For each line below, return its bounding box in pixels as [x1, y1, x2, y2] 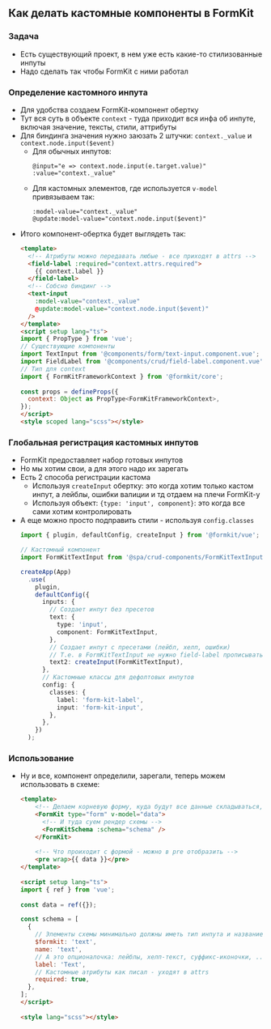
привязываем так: [32, 192, 95, 202]
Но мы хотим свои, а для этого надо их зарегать [19, 464, 188, 474]
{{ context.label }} [35, 267, 104, 275]
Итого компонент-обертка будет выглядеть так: [19, 228, 186, 238]
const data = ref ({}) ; [19, 900, 97, 909]
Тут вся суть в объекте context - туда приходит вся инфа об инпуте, [19, 113, 256, 123]
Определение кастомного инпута [8, 87, 148, 98]
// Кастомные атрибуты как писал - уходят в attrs [35, 967, 210, 976]
